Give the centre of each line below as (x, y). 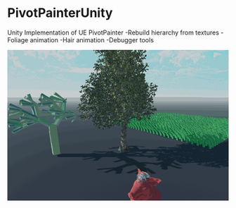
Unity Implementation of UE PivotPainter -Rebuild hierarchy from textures (113, 32)
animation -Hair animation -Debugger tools (92, 39)
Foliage (18, 39)
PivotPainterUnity (60, 13)
